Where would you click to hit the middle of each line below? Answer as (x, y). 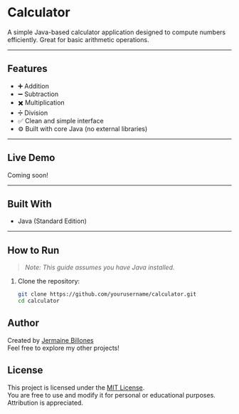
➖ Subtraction (38, 94)
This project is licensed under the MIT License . (76, 387)
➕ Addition (33, 86)
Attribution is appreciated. (46, 403)
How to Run (33, 250)
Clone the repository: (49, 281)
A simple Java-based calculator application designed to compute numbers (117, 32)
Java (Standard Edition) (52, 221)
